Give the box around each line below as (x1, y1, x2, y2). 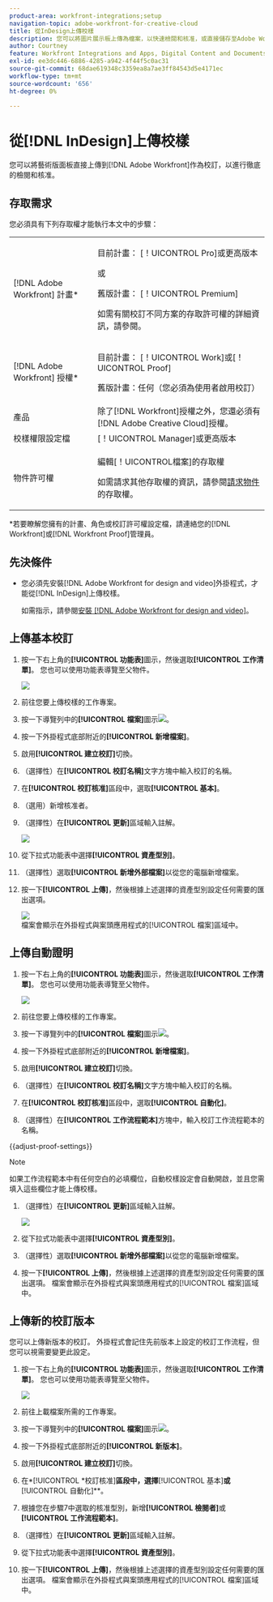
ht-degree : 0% (9, 87, 58, 96)
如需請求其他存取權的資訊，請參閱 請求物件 (97, 476, 260, 488)
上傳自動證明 (9, 946, 74, 960)
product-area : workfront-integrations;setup (9, 11, 162, 20)
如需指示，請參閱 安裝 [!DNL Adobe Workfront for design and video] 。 (20, 605, 254, 615)
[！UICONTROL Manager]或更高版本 (97, 433, 237, 444)
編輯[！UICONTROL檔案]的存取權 (97, 456, 225, 468)
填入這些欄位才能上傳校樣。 (9, 1184, 102, 1194)
